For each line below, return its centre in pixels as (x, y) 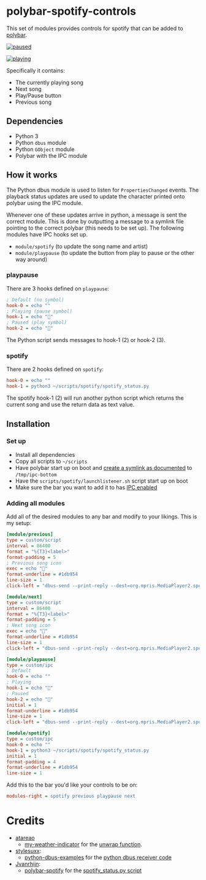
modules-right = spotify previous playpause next (71, 796)
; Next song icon (29, 625)
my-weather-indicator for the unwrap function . (83, 844)
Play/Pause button (38, 95)
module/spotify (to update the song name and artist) (82, 246)
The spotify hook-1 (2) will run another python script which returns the (95, 398)
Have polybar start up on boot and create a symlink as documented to (104, 467)
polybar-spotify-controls (71, 11)
